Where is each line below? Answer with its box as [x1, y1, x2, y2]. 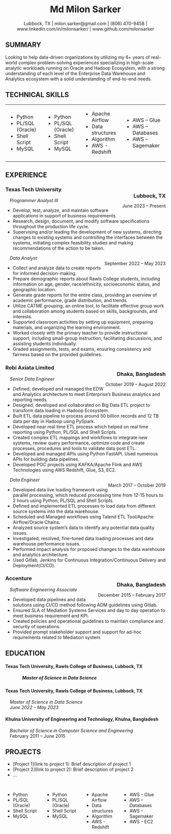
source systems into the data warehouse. [12, 508, 100, 514]
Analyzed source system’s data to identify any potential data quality [12, 524, 155, 531]
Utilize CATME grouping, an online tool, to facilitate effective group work [12, 303, 164, 309]
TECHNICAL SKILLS [5, 91, 69, 99]
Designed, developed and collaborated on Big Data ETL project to [12, 402, 150, 408]
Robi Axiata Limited [5, 364, 54, 371]
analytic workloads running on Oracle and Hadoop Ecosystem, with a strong [5, 65, 165, 71]
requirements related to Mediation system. [12, 634, 102, 640]
